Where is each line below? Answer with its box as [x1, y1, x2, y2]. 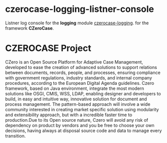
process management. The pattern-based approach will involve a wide [5, 101, 151, 107]
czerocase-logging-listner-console [5, 3, 155, 15]
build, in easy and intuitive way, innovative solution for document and [5, 96, 147, 102]
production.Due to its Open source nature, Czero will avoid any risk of [5, 117, 149, 123]
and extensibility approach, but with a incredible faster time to [5, 112, 133, 118]
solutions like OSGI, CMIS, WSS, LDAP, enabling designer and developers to [5, 90, 161, 96]
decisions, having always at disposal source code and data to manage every [5, 128, 162, 134]
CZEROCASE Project [5, 43, 91, 54]
